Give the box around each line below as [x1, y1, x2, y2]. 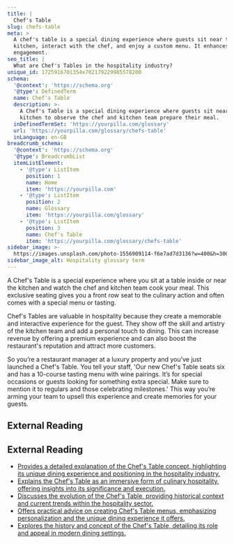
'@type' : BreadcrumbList [13, 153, 86, 161]
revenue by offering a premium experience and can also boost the [7, 334, 197, 342]
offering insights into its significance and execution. [17, 485, 166, 493]
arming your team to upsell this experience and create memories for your [7, 392, 217, 400]
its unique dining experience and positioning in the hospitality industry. [17, 469, 221, 478]
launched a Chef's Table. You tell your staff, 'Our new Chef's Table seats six [7, 362, 225, 371]
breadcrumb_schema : [7, 140, 64, 147]
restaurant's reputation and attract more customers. [7, 341, 156, 350]
